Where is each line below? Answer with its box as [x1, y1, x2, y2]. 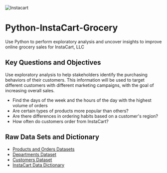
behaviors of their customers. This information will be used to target [5, 77, 145, 83]
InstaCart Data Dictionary [12, 162, 65, 168]
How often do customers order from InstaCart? [12, 118, 109, 124]
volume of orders [12, 102, 48, 108]
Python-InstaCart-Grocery [5, 22, 118, 33]
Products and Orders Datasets [12, 146, 75, 152]
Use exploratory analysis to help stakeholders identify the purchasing [5, 71, 148, 77]
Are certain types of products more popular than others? [12, 108, 129, 114]
